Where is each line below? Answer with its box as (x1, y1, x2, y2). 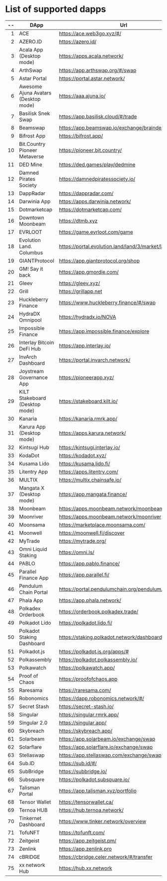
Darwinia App (19, 198, 51, 205)
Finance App (19, 574, 49, 581)
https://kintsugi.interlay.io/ (59, 443, 120, 450)
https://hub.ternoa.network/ (59, 807, 124, 814)
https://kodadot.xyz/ (59, 452, 107, 459)
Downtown (19, 214, 45, 221)
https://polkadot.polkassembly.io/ (59, 656, 138, 663)
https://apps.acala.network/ (59, 52, 124, 59)
